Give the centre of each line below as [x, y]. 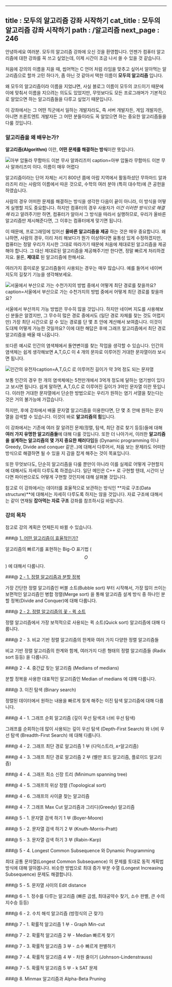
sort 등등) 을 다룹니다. [27, 657]
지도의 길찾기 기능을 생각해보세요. [39, 274]
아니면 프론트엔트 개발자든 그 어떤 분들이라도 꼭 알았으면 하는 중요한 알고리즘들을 [86, 116]
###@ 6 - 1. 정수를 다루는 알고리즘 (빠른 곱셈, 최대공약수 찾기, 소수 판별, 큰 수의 [85, 896]
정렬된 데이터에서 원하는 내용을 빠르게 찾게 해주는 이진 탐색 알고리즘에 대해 [80, 701]
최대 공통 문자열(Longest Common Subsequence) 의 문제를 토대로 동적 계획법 [84, 861]
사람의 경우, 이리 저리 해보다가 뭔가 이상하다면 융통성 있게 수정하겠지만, [91, 238]
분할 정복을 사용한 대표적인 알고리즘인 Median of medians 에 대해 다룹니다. [81, 679]
